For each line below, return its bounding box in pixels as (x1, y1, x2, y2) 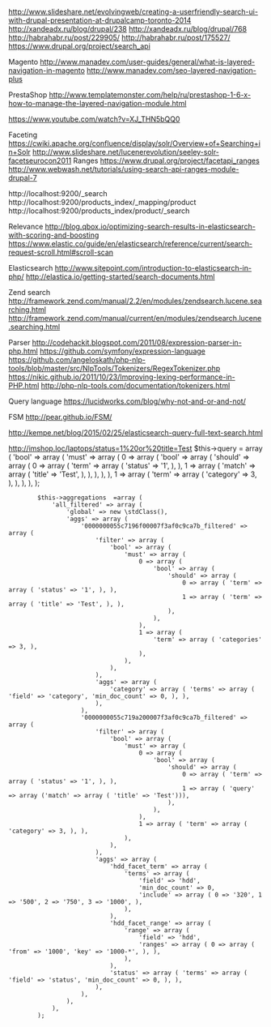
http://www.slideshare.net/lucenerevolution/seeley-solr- (32, 148, 220, 156)
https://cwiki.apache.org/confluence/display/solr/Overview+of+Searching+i (8, 139, 261, 148)
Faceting (8, 130, 38, 139)
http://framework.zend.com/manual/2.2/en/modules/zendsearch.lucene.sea (8, 296, 263, 306)
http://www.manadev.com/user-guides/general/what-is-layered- (40, 57, 256, 66)
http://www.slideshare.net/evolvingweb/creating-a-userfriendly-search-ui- (8, 7, 259, 16)
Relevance (8, 222, 44, 231)
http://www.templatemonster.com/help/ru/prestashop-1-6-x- (49, 90, 252, 100)
